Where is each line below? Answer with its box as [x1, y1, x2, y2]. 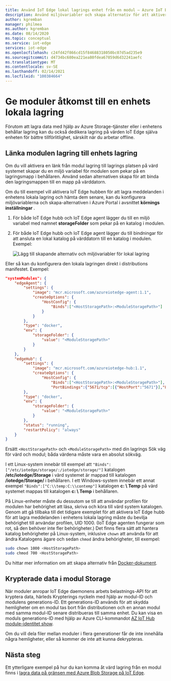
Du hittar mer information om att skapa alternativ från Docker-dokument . [5, 560, 158, 566]
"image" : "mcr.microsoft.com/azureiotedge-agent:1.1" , [32, 290, 152, 295]
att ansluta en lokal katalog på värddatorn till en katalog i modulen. [12, 235, 152, 241]
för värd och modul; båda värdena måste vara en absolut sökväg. [5, 451, 142, 457]
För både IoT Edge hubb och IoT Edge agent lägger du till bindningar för [12, 230, 163, 236]
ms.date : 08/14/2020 [5, 31, 49, 36]
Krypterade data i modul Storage [5, 575, 111, 583]
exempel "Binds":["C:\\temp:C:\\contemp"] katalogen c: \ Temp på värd [5, 483, 158, 489]
